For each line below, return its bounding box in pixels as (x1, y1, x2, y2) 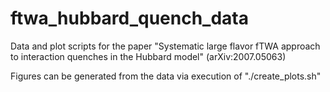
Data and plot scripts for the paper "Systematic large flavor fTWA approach (10, 40, 321, 52)
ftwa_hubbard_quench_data (10, 7, 249, 30)
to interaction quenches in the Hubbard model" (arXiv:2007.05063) (10, 50, 287, 62)
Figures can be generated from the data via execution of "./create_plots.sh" (10, 70, 322, 82)
